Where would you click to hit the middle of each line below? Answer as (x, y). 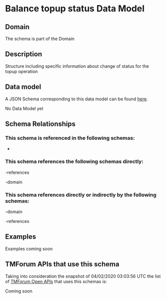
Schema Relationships (40, 124)
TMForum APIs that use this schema (62, 264)
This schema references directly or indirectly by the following (81, 195)
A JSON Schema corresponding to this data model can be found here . (77, 99)
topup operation (22, 71)
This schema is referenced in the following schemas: (70, 138)
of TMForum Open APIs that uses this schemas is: (56, 281)
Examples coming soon (29, 249)
